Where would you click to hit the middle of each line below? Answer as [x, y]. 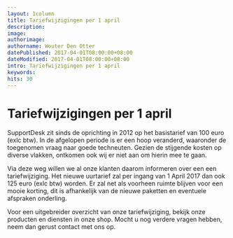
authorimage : [26, 40]
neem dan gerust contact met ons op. [62, 227]
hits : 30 [20, 79]
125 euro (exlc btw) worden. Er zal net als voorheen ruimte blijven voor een [115, 183]
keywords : [22, 72]
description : [26, 27]
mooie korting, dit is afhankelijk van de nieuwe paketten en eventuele [107, 191]
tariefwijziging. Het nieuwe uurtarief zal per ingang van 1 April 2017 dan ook [116, 176]
